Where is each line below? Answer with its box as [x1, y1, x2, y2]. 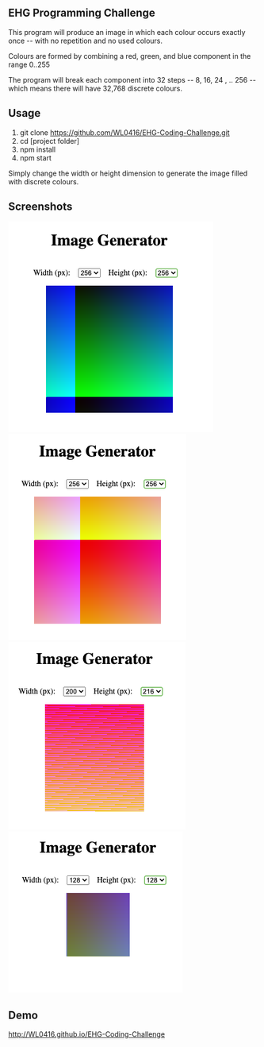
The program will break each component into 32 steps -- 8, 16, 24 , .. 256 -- [8, 75, 256, 84]
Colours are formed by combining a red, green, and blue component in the [8, 51, 251, 60]
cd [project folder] [19, 136, 80, 145]
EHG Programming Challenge [8, 6, 156, 20]
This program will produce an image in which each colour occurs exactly [8, 27, 246, 37]
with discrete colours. [8, 176, 79, 186]
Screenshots [8, 200, 73, 214]
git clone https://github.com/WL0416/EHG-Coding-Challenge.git [19, 127, 230, 137]
